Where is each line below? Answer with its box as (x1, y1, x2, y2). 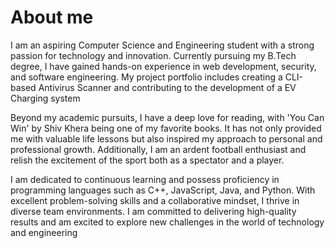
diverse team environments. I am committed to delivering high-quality (10, 205, 297, 217)
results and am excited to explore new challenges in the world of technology (10, 216, 325, 228)
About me (10, 6, 94, 29)
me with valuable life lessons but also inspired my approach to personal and (10, 132, 323, 145)
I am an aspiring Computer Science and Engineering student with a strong (10, 39, 315, 51)
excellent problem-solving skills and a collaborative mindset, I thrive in (10, 194, 300, 206)
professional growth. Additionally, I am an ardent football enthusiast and (10, 143, 307, 155)
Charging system (10, 92, 81, 104)
